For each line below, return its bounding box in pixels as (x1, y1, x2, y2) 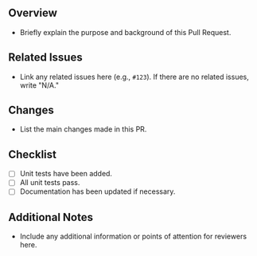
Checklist (8, 148, 57, 161)
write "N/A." (19, 80, 60, 90)
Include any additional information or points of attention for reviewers (19, 231, 247, 242)
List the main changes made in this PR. (19, 124, 147, 134)
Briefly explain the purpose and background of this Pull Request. (19, 27, 232, 37)
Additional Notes (8, 211, 94, 224)
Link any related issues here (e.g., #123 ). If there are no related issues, (19, 72, 249, 81)
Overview (8, 6, 58, 20)
